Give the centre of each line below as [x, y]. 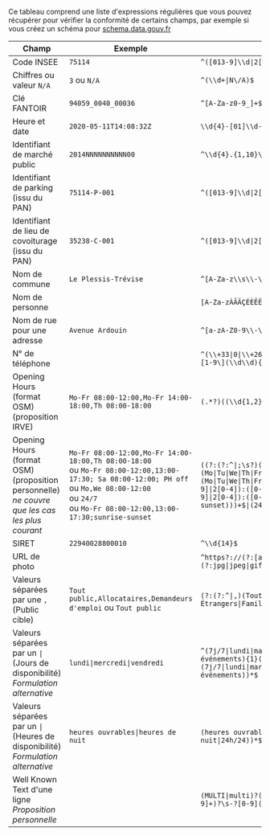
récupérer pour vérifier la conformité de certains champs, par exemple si [129, 20]
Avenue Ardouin [98, 330]
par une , [30, 600]
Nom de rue [35, 320]
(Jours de [31, 663]
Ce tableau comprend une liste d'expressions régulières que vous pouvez [130, 12]
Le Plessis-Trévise [106, 279]
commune [31, 284]
